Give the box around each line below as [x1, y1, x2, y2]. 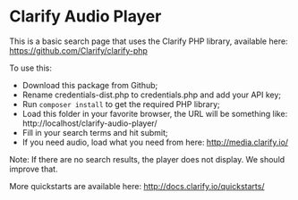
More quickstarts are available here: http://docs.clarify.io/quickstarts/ [9, 180, 265, 191]
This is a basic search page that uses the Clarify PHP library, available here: [9, 36, 288, 46]
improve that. [9, 163, 58, 174]
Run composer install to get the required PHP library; [21, 98, 221, 109]
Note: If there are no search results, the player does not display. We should [9, 154, 285, 164]
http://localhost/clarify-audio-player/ [21, 118, 158, 129]
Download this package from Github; [21, 79, 158, 90]
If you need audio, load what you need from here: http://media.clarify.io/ [21, 137, 289, 147]
